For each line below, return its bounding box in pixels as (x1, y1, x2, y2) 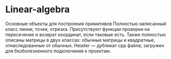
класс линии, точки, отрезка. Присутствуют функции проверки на (5, 26, 150, 32)
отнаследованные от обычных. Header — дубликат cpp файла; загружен (5, 42, 164, 48)
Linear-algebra (5, 4, 70, 15)
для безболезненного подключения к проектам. (5, 48, 111, 54)
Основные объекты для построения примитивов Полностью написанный (5, 21, 166, 27)
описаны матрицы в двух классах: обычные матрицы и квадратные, (5, 37, 155, 43)
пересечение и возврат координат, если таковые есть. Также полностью (5, 31, 166, 37)
